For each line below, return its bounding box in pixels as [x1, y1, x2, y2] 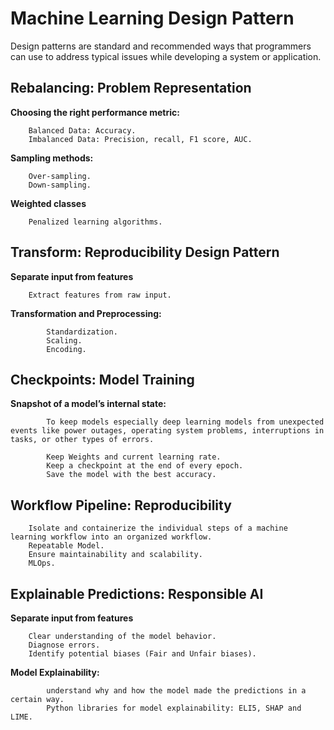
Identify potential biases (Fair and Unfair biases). [28, 649, 257, 659]
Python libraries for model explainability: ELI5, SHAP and [46, 703, 302, 713]
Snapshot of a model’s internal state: [10, 398, 167, 410]
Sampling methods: [10, 152, 94, 164]
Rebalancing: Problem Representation [10, 80, 252, 97]
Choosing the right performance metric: [10, 106, 180, 118]
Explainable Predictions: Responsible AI [10, 585, 264, 602]
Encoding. [46, 344, 87, 354]
